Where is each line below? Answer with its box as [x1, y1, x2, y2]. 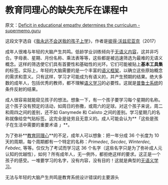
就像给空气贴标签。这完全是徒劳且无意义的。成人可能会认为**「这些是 [9, 115, 154, 121]
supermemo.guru [5, 27, 41, 33]
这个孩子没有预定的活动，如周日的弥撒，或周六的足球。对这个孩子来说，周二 [5, 103, 163, 109]
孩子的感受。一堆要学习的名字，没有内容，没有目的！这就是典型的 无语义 [5, 157, 154, 163]
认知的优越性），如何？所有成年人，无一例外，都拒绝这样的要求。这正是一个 [5, 151, 161, 157]
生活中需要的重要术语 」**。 [13, 121, 72, 127]
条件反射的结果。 [5, 86, 40, 92]
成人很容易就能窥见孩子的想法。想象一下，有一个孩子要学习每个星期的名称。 [5, 96, 163, 102]
